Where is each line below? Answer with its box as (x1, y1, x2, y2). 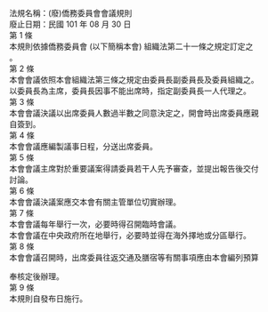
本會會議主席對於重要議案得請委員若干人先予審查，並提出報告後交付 (9, 164, 259, 173)
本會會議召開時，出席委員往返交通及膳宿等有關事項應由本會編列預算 (9, 252, 259, 262)
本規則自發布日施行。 (9, 293, 87, 304)
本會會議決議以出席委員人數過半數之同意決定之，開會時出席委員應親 (9, 108, 259, 118)
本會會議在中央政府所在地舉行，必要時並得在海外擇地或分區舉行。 (9, 230, 251, 240)
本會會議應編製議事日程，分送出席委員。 (9, 141, 158, 151)
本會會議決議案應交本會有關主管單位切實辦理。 (9, 196, 181, 207)
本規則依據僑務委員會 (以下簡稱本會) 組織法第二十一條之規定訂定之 (9, 41, 254, 52)
